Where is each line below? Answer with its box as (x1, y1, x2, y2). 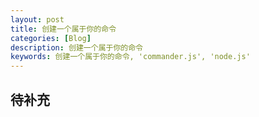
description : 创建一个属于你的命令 (10, 42, 143, 53)
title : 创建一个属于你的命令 (10, 24, 117, 34)
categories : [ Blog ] (10, 33, 92, 43)
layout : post (10, 14, 65, 25)
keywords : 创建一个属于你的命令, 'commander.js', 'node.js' (10, 52, 251, 62)
